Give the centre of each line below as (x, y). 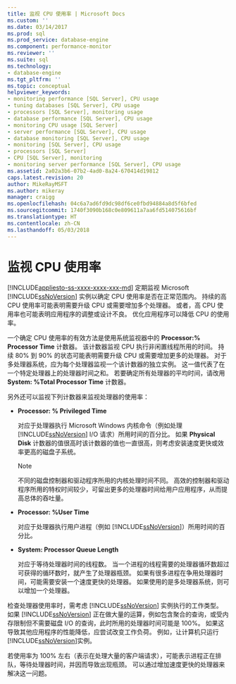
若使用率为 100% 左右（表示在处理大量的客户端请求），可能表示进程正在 (111, 656)
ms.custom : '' (28, 20)
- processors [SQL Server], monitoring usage (75, 112)
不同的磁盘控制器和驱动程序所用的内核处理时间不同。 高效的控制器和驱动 (123, 480)
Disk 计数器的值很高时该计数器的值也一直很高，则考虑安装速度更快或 (118, 443)
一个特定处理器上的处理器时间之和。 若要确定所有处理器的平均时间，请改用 (116, 373)
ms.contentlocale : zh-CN (44, 223)
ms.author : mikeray (36, 191)
